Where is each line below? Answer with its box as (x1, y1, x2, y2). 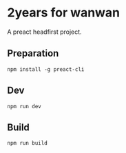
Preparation (7, 48, 59, 59)
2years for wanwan (7, 5, 120, 21)
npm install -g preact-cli (7, 65, 85, 73)
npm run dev (7, 103, 41, 110)
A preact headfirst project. (7, 28, 82, 36)
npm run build (7, 140, 48, 147)
